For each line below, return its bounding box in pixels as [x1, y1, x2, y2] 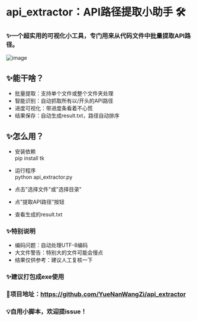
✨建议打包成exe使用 [6, 273, 64, 281]
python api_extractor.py [14, 174, 73, 181]
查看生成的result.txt [14, 211, 63, 218]
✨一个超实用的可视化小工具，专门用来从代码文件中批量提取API [6, 32, 185, 40]
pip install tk [14, 155, 44, 162]
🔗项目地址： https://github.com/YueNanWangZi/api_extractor [6, 290, 186, 298]
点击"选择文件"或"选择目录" [14, 186, 82, 193]
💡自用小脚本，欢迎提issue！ [6, 307, 87, 316]
